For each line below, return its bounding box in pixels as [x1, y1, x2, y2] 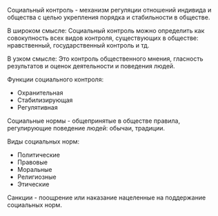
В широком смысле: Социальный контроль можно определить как [7, 27, 205, 35]
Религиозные [17, 173, 57, 181]
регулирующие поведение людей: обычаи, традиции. [7, 124, 166, 132]
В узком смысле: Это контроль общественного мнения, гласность [7, 55, 204, 63]
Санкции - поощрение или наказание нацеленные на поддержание [7, 193, 206, 202]
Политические [17, 151, 61, 159]
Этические [17, 180, 50, 188]
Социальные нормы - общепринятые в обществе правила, [7, 117, 181, 125]
